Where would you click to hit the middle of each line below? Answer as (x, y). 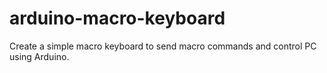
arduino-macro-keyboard (117, 18)
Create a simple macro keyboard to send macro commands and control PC (163, 46)
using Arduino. (39, 56)
